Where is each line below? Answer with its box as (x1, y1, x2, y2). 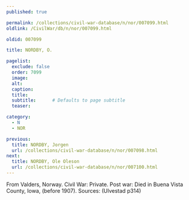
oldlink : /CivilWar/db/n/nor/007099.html (6, 25, 112, 31)
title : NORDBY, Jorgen (11, 141, 69, 148)
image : (11, 75, 28, 81)
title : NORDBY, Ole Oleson (11, 158, 80, 165)
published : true (6, 8, 47, 15)
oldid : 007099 (6, 36, 42, 42)
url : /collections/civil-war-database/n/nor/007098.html (11, 147, 158, 153)
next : (6, 153, 20, 159)
